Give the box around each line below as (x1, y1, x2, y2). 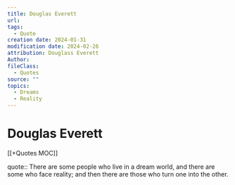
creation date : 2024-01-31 (7, 37, 87, 44)
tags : (7, 23, 23, 30)
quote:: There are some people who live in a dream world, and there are (7, 162, 215, 171)
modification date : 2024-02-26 (7, 43, 99, 50)
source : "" (7, 75, 39, 83)
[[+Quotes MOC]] (7, 148, 58, 157)
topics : (7, 82, 30, 89)
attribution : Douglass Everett (7, 50, 99, 57)
